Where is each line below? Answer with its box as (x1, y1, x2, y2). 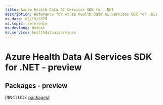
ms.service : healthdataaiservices (5, 30, 77, 35)
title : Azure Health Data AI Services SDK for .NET (5, 7, 114, 12)
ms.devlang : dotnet (5, 26, 45, 31)
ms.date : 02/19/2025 (5, 16, 48, 21)
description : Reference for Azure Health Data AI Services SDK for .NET (5, 12, 158, 17)
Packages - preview (5, 81, 68, 90)
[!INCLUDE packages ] (5, 95, 50, 100)
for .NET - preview (5, 62, 82, 73)
